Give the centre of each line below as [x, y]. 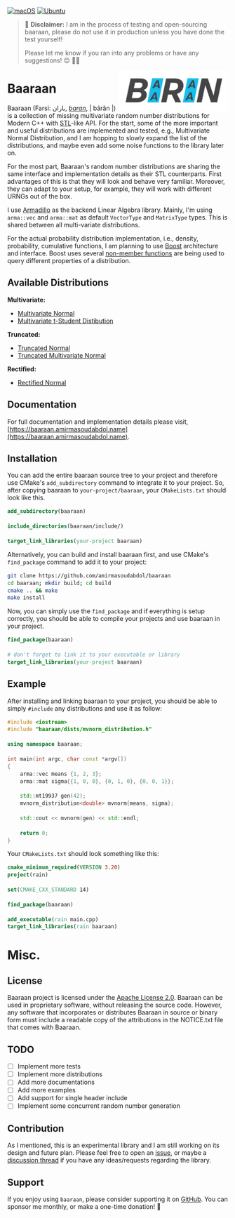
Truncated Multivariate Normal [62, 355]
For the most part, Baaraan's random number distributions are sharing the [114, 166]
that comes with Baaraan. [44, 1027]
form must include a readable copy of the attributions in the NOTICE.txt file [115, 1020]
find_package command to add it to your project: [77, 562]
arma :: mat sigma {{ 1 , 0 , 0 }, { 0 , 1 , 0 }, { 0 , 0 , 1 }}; [97, 781]
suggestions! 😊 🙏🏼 [52, 60]
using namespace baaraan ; [45, 744]
